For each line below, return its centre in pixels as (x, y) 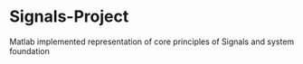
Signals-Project (69, 17)
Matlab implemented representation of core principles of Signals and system (152, 41)
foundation (29, 50)
